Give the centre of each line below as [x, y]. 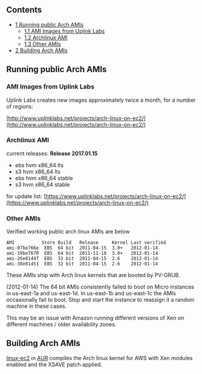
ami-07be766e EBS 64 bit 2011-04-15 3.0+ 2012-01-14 [82, 248]
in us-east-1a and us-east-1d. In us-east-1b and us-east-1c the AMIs [91, 293]
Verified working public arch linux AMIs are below [68, 232]
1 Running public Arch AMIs [49, 24]
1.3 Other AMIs [42, 44]
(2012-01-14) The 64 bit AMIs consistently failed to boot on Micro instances [100, 287]
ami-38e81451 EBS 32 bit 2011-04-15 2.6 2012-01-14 [82, 264]
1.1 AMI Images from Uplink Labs [64, 31]
